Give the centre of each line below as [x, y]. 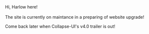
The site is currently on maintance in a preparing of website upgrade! [75, 17]
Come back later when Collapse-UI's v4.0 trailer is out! [60, 26]
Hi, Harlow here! [21, 7]
